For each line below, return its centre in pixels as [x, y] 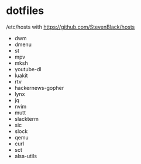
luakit [21, 75]
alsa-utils [25, 156]
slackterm [27, 118]
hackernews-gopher [39, 88]
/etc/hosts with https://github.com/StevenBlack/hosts [70, 27]
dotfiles [25, 11]
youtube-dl [28, 69]
